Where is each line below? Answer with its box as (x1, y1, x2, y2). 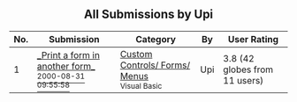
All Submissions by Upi (83, 7, 214, 22)
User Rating (228, 33, 279, 45)
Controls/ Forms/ (119, 59, 191, 71)
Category (135, 33, 177, 45)
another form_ (36, 60, 95, 72)
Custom (119, 47, 153, 60)
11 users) (223, 74, 264, 86)
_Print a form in (36, 48, 100, 61)
